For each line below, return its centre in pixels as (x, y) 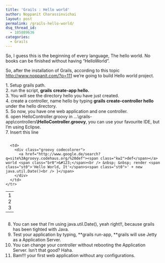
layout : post (19, 19)
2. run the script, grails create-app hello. (48, 90)
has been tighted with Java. (41, 229)
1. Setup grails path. (26, 85)
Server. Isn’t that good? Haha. (43, 250)
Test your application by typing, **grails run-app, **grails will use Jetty (85, 234)
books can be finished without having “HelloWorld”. (58, 61)
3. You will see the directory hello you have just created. (63, 95)
